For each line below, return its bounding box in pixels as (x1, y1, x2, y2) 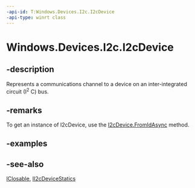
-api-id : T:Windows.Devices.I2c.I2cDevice (6, 8, 115, 15)
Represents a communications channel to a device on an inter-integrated (6, 80, 187, 87)
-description (6, 64, 54, 75)
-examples (6, 139, 48, 149)
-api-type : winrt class (6, 14, 66, 20)
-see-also (6, 159, 44, 169)
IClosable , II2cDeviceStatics (6, 175, 76, 183)
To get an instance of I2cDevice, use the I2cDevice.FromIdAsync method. (6, 121, 190, 128)
